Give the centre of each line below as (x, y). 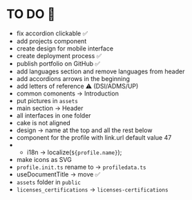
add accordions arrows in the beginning (73, 78)
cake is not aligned (43, 122)
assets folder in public (48, 182)
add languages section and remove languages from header (100, 71)
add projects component (51, 41)
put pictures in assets (47, 100)
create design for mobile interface (65, 48)
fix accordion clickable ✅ (52, 33)
